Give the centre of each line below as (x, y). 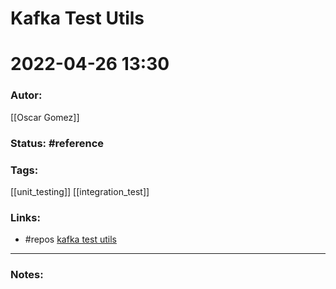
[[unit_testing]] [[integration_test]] (80, 191)
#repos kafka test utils (70, 239)
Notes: (27, 275)
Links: (25, 217)
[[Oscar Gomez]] (45, 117)
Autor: (26, 95)
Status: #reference (57, 143)
